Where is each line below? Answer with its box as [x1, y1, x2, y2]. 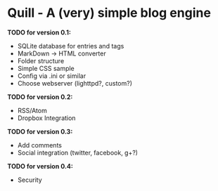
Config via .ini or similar [17, 72, 86, 80]
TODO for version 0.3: [7, 127, 73, 136]
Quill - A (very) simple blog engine [7, 5, 211, 21]
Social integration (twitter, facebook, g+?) [17, 148, 139, 157]
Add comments [17, 140, 62, 149]
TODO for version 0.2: [7, 93, 73, 101]
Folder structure [17, 56, 65, 65]
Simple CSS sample [17, 64, 75, 72]
